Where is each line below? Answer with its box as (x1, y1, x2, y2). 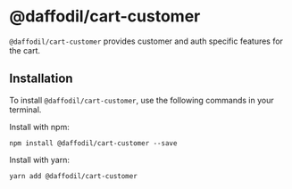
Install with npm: (9, 121, 70, 132)
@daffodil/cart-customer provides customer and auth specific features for (9, 36, 284, 46)
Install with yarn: (9, 154, 70, 165)
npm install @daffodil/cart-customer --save (9, 138, 178, 148)
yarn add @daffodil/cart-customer (9, 171, 138, 180)
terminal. (9, 104, 42, 115)
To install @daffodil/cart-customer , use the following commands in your (9, 94, 274, 105)
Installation (9, 71, 73, 86)
